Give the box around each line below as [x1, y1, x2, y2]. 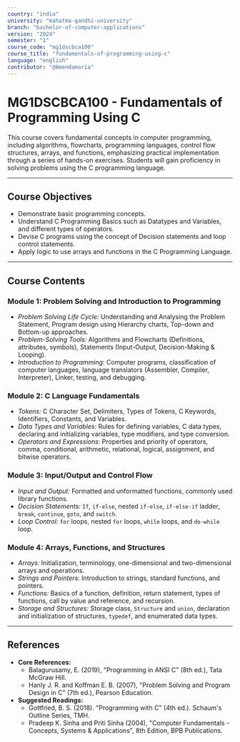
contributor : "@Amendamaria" [7, 63, 94, 71]
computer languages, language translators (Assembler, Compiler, [17, 365, 209, 375]
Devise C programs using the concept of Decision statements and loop [17, 233, 226, 241]
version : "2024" [7, 30, 56, 38]
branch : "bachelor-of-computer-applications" [7, 24, 145, 31]
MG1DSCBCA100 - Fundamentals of [7, 94, 223, 111]
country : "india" [7, 10, 59, 18]
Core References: [17, 658, 71, 666]
